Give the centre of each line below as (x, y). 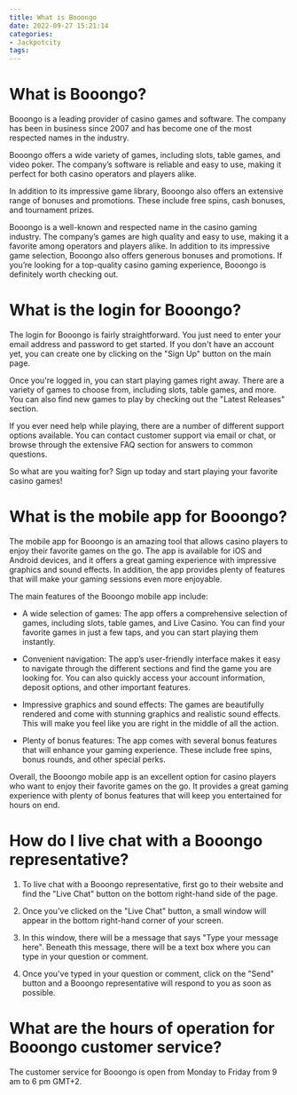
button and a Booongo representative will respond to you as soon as (147, 983)
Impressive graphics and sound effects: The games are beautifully (143, 704)
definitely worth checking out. (64, 274)
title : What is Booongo (53, 17)
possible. (39, 992)
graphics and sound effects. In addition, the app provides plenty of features (147, 569)
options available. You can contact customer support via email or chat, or (143, 435)
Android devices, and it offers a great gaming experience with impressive (143, 559)
